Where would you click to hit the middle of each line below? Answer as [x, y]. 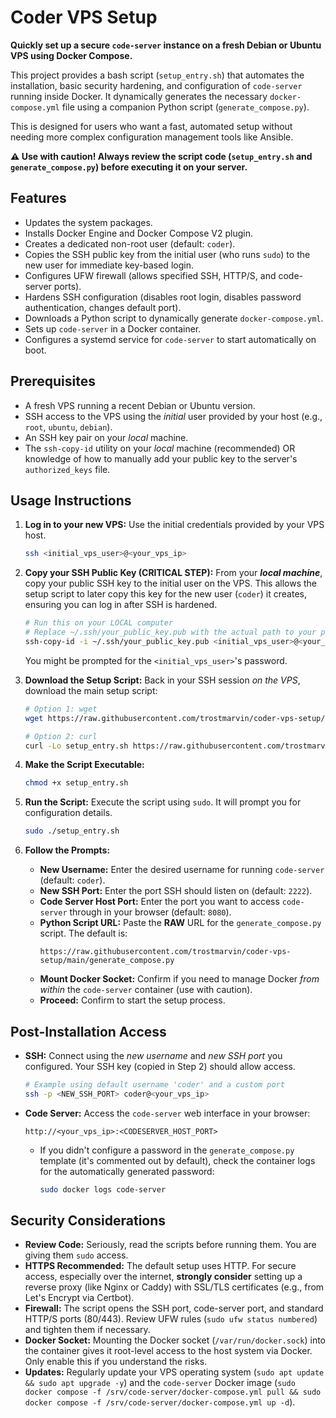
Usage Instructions [71, 500]
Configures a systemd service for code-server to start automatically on [170, 339]
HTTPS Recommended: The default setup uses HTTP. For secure [160, 1266]
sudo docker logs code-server [103, 1189]
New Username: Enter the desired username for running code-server [182, 870]
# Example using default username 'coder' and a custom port [155, 1084]
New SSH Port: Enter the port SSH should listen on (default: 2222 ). [176, 891]
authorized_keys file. [67, 469]
